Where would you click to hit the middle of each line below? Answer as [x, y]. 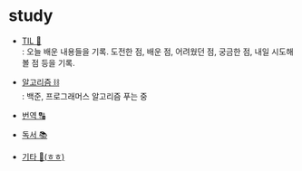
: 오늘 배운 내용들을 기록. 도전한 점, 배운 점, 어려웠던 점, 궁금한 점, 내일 [145, 52]
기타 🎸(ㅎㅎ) [43, 157]
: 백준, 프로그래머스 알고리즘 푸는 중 [84, 96]
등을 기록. [58, 62]
